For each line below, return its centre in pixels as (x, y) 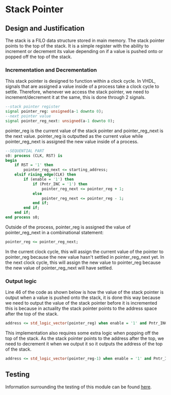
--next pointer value (28, 116)
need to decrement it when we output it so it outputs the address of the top (84, 343)
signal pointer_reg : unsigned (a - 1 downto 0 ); (54, 112)
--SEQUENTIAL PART (25, 151)
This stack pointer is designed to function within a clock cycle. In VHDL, (81, 81)
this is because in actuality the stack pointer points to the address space (81, 308)
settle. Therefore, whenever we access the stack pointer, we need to (77, 92)
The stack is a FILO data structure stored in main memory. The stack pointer (85, 40)
